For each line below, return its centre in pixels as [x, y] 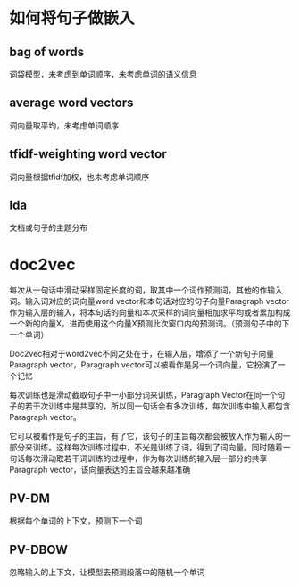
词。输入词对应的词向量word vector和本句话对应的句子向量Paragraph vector [150, 301]
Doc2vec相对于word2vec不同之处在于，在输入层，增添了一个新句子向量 [142, 354]
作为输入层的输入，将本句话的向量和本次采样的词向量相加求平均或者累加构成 [150, 312]
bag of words [47, 51]
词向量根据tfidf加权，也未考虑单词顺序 [79, 177]
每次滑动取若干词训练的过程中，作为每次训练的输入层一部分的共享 [146, 458]
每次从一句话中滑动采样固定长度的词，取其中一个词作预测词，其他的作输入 [146, 290]
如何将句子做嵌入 [72, 18]
